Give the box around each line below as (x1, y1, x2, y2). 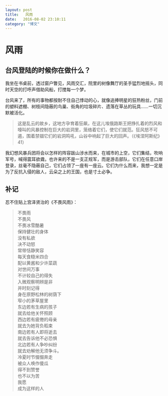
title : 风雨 (5, 12, 33, 17)
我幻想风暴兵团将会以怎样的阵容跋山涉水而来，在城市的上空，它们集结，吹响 (5, 150, 163, 156)
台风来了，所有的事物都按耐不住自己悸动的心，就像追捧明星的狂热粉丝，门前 (5, 97, 163, 103)
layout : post (5, 7, 32, 13)
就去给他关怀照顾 (17, 310, 53, 316)
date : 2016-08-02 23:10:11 (5, 17, 66, 22)
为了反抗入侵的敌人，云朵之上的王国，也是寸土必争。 (5, 169, 115, 175)
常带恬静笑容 (17, 247, 44, 253)
